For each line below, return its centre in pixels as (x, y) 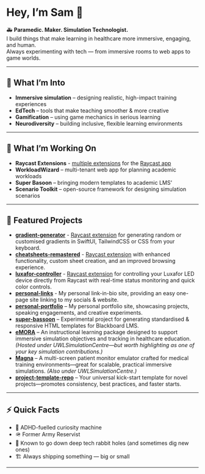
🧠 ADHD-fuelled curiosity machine (58, 428)
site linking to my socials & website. (74, 300)
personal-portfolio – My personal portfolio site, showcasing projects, (102, 306)
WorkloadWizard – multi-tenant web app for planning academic (96, 170)
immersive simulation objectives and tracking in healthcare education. (103, 339)
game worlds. (23, 58)
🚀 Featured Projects (45, 220)
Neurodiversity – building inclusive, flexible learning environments (99, 123)
